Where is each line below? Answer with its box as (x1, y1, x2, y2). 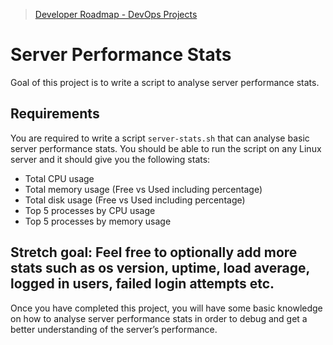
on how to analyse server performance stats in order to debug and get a (10, 312, 308, 324)
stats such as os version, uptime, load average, (10, 260, 310, 277)
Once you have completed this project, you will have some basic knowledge (10, 302, 323, 314)
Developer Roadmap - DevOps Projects (34, 9, 198, 20)
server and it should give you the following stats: (10, 153, 211, 165)
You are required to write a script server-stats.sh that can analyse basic (10, 132, 310, 144)
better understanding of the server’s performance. (10, 323, 218, 335)
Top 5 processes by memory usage (24, 215, 172, 227)
